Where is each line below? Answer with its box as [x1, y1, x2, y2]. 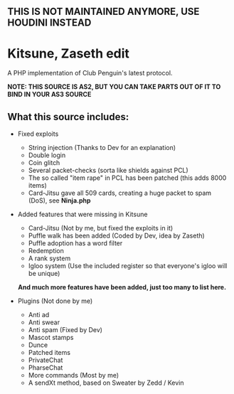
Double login [28, 151, 66, 159]
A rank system [28, 254, 71, 262]
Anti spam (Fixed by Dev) [28, 326, 103, 334]
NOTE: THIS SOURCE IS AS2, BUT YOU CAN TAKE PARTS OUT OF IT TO [7, 82, 221, 91]
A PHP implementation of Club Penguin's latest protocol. [7, 69, 173, 78]
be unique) [28, 270, 60, 278]
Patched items [28, 348, 71, 357]
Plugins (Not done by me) [17, 297, 93, 305]
